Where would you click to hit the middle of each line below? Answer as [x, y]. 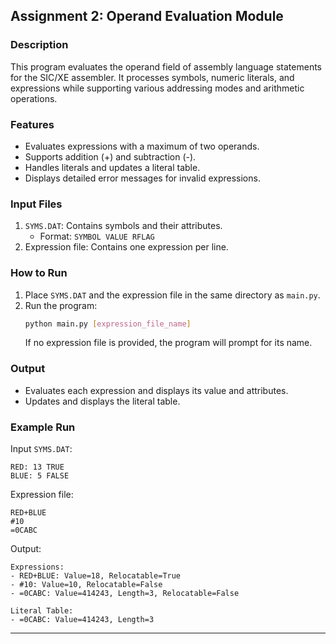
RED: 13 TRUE [37, 467]
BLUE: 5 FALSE [40, 476]
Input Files [36, 204]
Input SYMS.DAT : [41, 449]
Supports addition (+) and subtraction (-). [110, 156]
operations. [34, 98]
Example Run [43, 427]
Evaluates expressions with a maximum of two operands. [142, 146]
